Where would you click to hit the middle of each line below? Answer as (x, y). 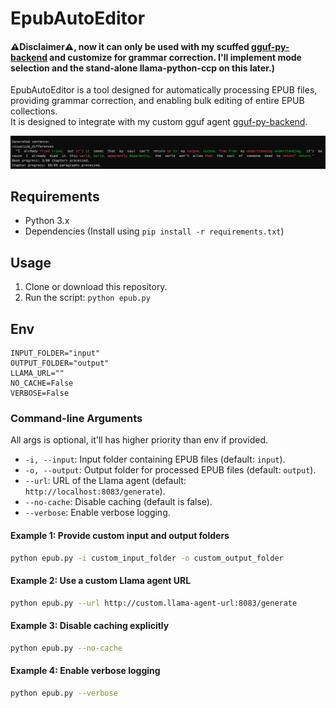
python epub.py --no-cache (66, 648)
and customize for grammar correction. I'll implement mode (175, 57)
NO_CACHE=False (42, 383)
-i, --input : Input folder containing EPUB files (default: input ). (155, 459)
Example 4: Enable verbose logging (85, 671)
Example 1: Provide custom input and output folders (120, 535)
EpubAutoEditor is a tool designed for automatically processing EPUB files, (164, 90)
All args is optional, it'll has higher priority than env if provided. (139, 440)
